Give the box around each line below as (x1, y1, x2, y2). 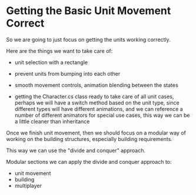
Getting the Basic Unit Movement (6, 4, 171, 18)
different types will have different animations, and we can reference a (14, 105, 184, 112)
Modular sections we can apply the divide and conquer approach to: (6, 158, 172, 165)
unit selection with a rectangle (14, 59, 88, 66)
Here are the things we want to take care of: (6, 47, 113, 54)
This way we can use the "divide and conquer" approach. (6, 147, 146, 154)
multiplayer (14, 182, 42, 189)
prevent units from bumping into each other (14, 70, 121, 77)
